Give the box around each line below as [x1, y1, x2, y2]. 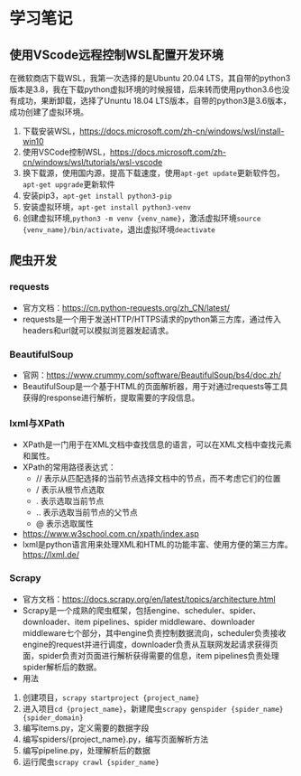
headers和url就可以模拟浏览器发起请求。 [22, 324, 174, 335]
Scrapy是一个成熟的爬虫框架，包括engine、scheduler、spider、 [22, 604, 261, 615]
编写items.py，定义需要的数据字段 [22, 722, 150, 733]
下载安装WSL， [22, 126, 80, 136]
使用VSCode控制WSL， [22, 146, 111, 157]
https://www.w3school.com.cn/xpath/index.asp [22, 528, 200, 539]
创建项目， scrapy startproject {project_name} [22, 692, 200, 703]
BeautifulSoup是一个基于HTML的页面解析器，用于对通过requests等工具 [22, 380, 288, 391]
